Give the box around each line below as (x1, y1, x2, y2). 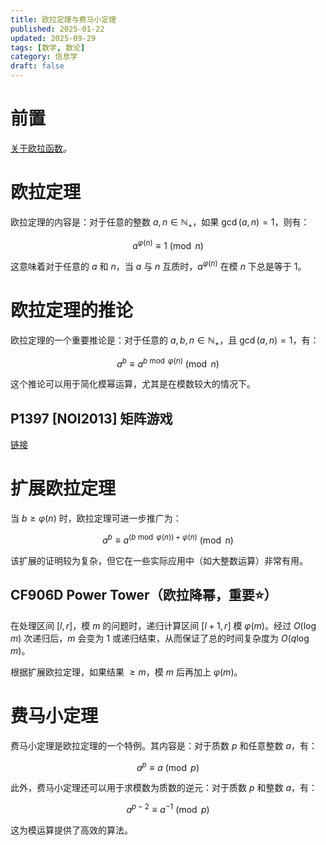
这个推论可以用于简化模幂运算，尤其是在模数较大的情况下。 (10, 378, 256, 390)
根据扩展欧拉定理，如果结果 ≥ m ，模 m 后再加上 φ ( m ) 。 (10, 666, 243, 678)
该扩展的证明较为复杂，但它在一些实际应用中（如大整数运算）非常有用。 (10, 554, 308, 566)
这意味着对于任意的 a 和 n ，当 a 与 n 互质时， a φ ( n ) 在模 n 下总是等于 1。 (10, 259, 307, 272)
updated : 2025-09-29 (10, 33, 97, 43)
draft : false (10, 61, 65, 71)
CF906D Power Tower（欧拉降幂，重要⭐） (10, 587, 278, 604)
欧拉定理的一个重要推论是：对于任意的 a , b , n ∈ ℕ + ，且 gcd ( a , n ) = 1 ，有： (10, 334, 320, 348)
